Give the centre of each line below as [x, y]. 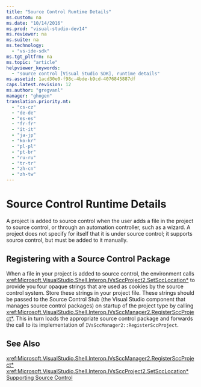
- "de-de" [24, 113]
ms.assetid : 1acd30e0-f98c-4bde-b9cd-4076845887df [71, 79]
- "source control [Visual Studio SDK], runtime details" [86, 74]
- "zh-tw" [24, 175]
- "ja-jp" [24, 135]
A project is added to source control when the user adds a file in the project [100, 221]
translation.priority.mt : [39, 101]
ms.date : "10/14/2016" [35, 23]
